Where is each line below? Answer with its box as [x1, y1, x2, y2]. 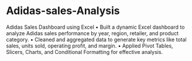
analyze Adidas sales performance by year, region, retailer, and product [6, 29, 179, 36]
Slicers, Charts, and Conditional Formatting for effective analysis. [6, 48, 163, 55]
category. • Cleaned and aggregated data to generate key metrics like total [6, 36, 187, 43]
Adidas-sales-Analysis [6, 4, 120, 18]
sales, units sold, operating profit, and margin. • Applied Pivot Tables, [6, 42, 174, 49]
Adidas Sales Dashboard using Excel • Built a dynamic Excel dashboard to [6, 23, 185, 30]
